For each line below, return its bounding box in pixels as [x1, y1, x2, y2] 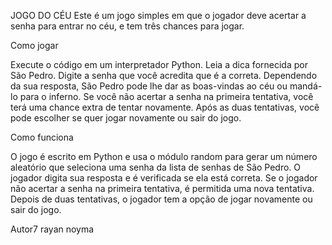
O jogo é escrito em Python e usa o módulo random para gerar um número [10, 151, 318, 162]
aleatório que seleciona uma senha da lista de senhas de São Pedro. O [10, 161, 302, 173]
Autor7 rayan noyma [10, 223, 95, 235]
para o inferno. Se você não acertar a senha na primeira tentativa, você [19, 91, 314, 102]
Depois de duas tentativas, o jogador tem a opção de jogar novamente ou [10, 193, 313, 205]
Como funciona [10, 131, 74, 143]
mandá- [289, 80, 323, 92]
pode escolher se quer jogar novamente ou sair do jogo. [10, 112, 242, 124]
